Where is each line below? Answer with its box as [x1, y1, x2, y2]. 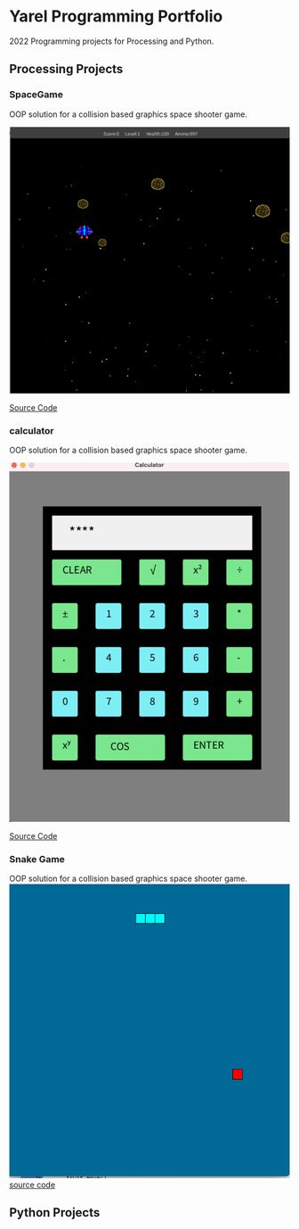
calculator [9, 424, 54, 436]
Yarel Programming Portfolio [9, 6, 223, 27]
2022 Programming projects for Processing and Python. [9, 36, 214, 46]
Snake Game [9, 852, 65, 865]
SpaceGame [9, 88, 64, 101]
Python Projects [9, 1205, 101, 1220]
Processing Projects [9, 62, 124, 77]
